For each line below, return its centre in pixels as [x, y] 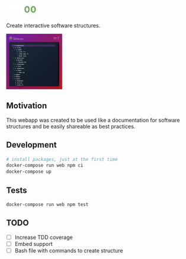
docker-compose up [29, 172]
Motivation [27, 106]
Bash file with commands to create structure [69, 250]
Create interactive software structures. [53, 25]
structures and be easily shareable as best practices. [71, 126]
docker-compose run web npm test [47, 205]
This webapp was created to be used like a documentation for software [93, 120]
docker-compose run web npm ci [45, 166]
